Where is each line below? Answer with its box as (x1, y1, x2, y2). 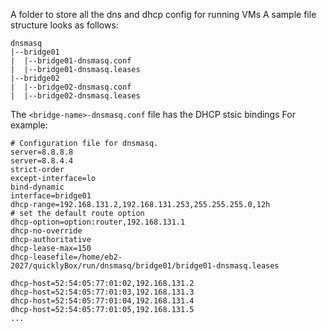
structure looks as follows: (10, 19, 119, 31)
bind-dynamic (10, 182, 65, 192)
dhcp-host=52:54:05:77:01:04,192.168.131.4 (10, 296, 195, 306)
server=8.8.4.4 (10, 156, 74, 166)
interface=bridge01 (10, 191, 92, 201)
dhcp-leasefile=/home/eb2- (10, 252, 123, 262)
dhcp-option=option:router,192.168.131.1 (10, 217, 186, 227)
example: (10, 119, 48, 131)
